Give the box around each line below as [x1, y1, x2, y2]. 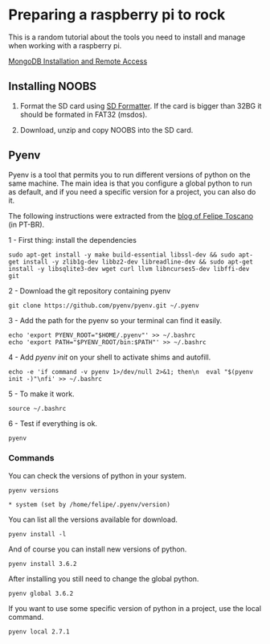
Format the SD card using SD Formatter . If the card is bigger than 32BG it [19, 100, 262, 110]
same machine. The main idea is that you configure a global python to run [8, 178, 252, 188]
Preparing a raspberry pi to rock [8, 6, 226, 24]
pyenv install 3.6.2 [8, 560, 78, 568]
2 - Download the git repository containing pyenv [8, 285, 171, 295]
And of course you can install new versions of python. [8, 544, 187, 554]
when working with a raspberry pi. [8, 40, 122, 50]
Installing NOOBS [8, 80, 97, 93]
